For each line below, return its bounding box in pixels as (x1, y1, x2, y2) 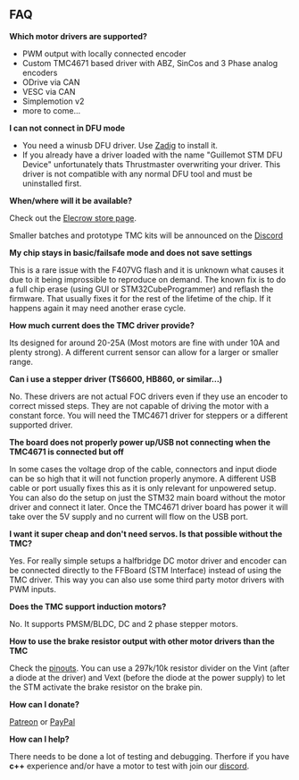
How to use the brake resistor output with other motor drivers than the (9, 635, 275, 647)
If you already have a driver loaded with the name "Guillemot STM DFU (21, 149, 283, 160)
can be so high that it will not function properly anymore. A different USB (9, 473, 277, 484)
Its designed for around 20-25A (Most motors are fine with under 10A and (9, 337, 280, 348)
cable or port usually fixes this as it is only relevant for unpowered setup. (9, 482, 277, 493)
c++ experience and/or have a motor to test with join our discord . (9, 760, 250, 771)
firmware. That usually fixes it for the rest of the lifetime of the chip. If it (9, 292, 271, 303)
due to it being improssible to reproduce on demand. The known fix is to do (9, 274, 287, 284)
